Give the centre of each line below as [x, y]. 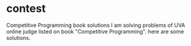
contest [26, 9]
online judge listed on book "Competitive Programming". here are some [95, 31]
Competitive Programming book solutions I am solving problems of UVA [96, 25]
